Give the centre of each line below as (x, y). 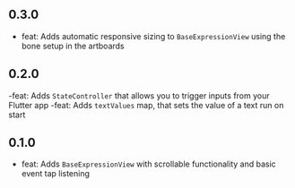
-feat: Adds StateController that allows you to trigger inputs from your (139, 95)
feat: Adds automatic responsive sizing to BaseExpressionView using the (153, 36)
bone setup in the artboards (73, 46)
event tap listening (56, 174)
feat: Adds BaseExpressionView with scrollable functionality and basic (149, 164)
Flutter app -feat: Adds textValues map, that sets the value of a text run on (146, 105)
